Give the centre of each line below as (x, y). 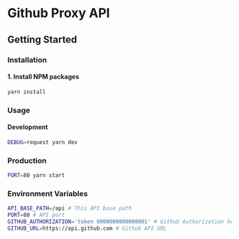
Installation (27, 60)
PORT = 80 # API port (36, 215)
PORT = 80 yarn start (36, 175)
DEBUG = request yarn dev (43, 142)
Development (28, 127)
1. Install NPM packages (43, 77)
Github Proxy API (59, 13)
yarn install (27, 92)
